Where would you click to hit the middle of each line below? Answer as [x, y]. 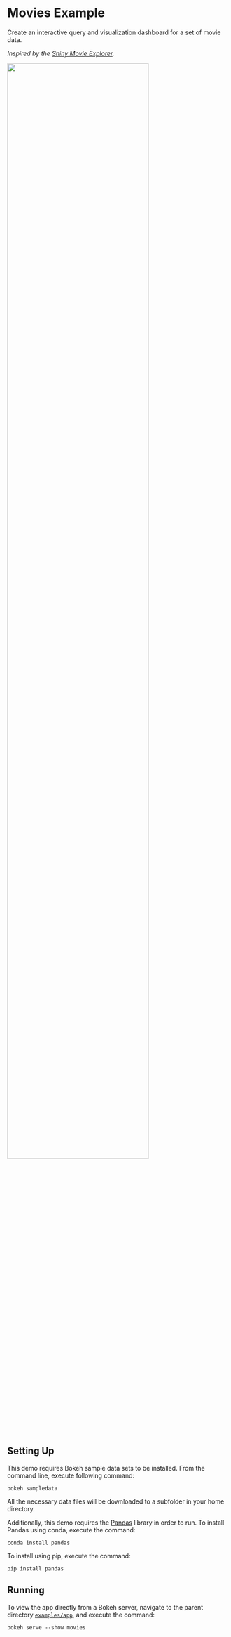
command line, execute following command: [71, 1475]
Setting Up [31, 1451]
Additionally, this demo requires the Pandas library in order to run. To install [116, 1523]
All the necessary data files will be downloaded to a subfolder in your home [116, 1501]
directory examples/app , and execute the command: [81, 1615]
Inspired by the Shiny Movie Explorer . [61, 53]
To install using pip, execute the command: [69, 1556]
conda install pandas [39, 1543]
